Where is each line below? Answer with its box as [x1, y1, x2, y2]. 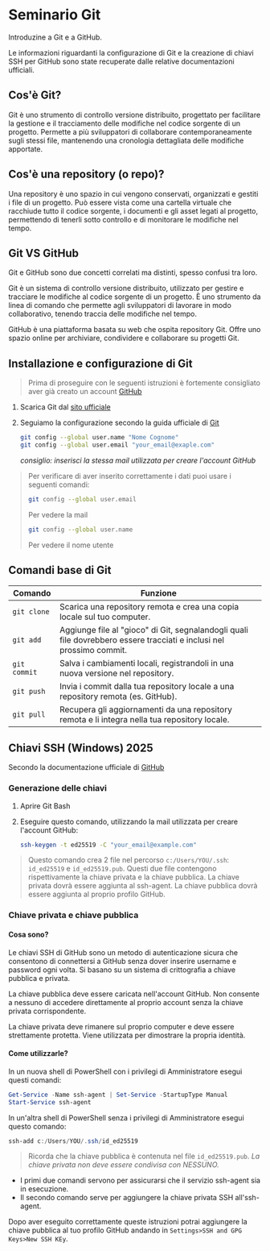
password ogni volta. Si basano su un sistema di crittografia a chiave [8, 965, 235, 975]
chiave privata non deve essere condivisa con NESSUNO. [27, 1160, 219, 1170]
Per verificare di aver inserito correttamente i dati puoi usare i [27, 471, 231, 480]
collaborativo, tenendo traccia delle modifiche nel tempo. [8, 309, 197, 319]
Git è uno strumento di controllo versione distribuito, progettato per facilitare [8, 110, 261, 119]
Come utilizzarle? [8, 1049, 68, 1058]
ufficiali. [8, 64, 35, 74]
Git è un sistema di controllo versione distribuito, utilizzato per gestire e [8, 284, 244, 293]
